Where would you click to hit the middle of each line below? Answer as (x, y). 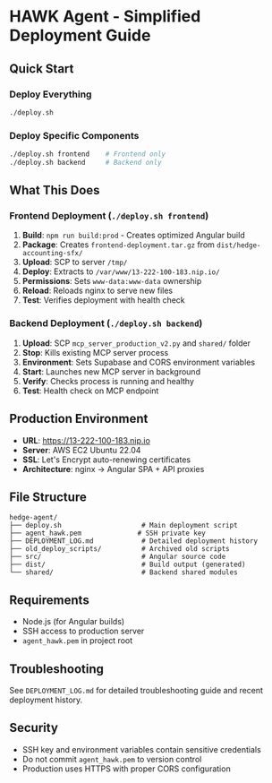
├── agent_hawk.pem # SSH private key (107, 533)
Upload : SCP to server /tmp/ (75, 262)
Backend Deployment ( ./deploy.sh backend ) (106, 323)
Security (34, 728)
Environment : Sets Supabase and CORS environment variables (139, 362)
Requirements (49, 600)
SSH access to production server (83, 631)
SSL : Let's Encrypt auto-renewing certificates (106, 460)
